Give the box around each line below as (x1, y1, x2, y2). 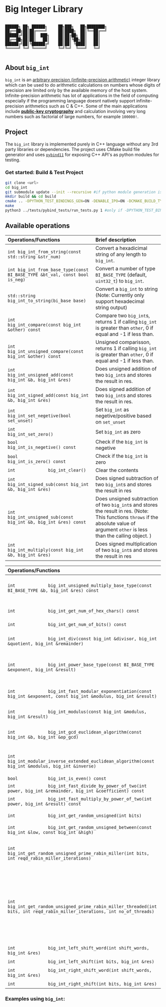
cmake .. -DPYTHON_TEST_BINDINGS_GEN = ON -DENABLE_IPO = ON (5, 199, 125, 204)
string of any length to (95, 251, 147, 258)
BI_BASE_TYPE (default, (95, 271, 147, 278)
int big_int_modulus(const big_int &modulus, (7, 709, 147, 715)
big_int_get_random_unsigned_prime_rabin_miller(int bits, (7, 850, 150, 856)
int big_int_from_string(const (7, 249, 82, 254)
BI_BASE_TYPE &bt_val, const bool (7, 272, 89, 278)
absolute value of (95, 520, 136, 527)
